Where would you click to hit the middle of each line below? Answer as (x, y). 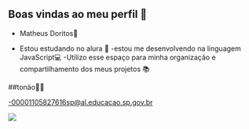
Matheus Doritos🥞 (49, 33)
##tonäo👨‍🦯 (26, 87)
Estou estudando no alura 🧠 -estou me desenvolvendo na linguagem (130, 48)
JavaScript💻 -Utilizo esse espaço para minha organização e (117, 57)
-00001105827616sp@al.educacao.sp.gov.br (81, 102)
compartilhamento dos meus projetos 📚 (85, 69)
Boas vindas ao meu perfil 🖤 (78, 14)
